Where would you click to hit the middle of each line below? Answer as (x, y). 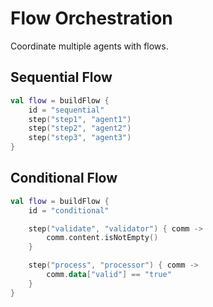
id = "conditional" (69, 210)
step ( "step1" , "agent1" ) (80, 119)
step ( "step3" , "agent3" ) (80, 138)
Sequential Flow (61, 77)
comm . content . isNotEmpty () (102, 238)
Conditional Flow (64, 178)
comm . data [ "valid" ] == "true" (109, 275)
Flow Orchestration (91, 18)
